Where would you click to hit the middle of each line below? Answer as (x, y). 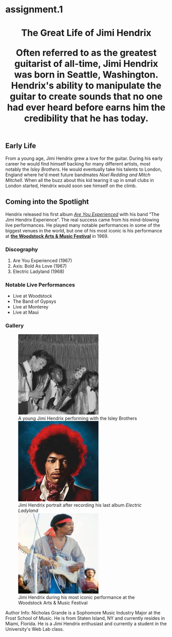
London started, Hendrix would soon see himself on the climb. (71, 186)
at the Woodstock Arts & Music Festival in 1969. (57, 236)
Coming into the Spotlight (47, 202)
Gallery (15, 326)
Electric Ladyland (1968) (39, 271)
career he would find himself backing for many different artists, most (78, 163)
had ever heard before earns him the (86, 108)
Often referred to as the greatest (86, 53)
